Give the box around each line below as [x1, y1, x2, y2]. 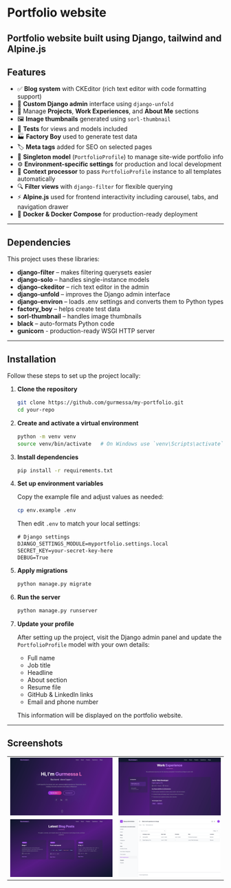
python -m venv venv [16, 433, 76, 440]
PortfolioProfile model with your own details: [16, 640, 150, 649]
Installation [7, 353, 56, 365]
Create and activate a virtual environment [16, 418, 139, 427]
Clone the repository [16, 385, 78, 394]
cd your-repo [16, 406, 55, 413]
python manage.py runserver [16, 607, 98, 614]
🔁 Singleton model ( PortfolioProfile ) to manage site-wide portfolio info [16, 153, 224, 161]
